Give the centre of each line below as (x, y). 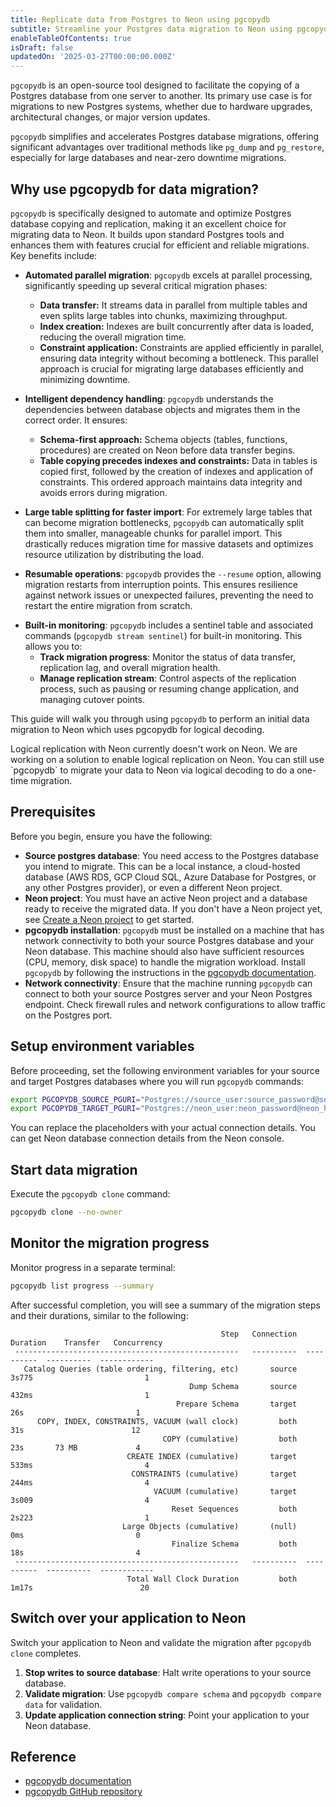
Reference (43, 1756)
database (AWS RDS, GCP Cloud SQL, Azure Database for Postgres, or (170, 877)
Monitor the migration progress (110, 1243)
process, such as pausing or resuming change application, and (169, 688)
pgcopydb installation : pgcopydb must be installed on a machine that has (174, 930)
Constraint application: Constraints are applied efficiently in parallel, (182, 347)
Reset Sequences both (234, 1509)
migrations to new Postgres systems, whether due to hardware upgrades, (161, 107)
